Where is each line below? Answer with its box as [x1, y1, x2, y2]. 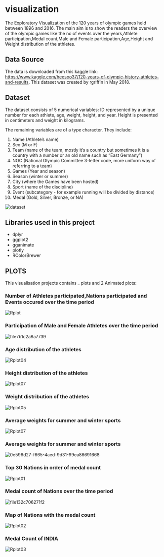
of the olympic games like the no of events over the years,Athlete [5, 30, 138, 36]
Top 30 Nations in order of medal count [5, 464, 101, 471]
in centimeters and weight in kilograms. [5, 117, 85, 123]
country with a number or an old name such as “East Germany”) [12, 152, 143, 158]
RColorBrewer [12, 252, 41, 258]
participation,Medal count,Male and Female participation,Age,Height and [5, 36, 153, 42]
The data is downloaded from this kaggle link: [5, 68, 98, 74]
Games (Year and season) [12, 168, 66, 174]
